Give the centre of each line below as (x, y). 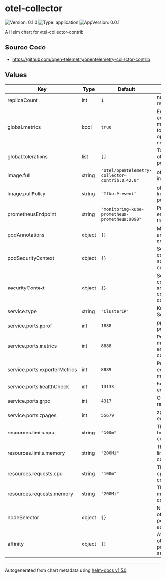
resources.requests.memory (40, 494)
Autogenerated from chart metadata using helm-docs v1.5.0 (66, 570)
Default (127, 89)
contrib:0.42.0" (120, 180)
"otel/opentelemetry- (126, 170)
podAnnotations (26, 235)
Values (16, 75)
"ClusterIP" (115, 311)
